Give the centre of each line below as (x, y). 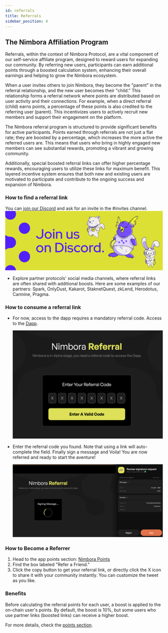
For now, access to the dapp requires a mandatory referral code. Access (87, 318)
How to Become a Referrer (38, 548)
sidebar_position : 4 (27, 21)
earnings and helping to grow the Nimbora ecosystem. (61, 76)
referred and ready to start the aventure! (54, 457)
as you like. (24, 581)
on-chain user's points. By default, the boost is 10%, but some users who (81, 610)
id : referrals (20, 11)
